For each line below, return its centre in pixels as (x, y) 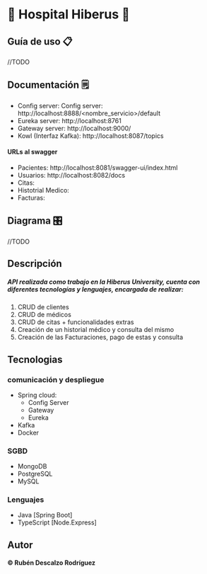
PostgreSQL (35, 474)
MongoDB (32, 466)
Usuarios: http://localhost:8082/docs (71, 176)
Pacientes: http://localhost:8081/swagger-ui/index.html (97, 168)
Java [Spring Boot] (45, 515)
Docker (28, 432)
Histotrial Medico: (43, 190)
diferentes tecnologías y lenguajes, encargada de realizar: (95, 289)
